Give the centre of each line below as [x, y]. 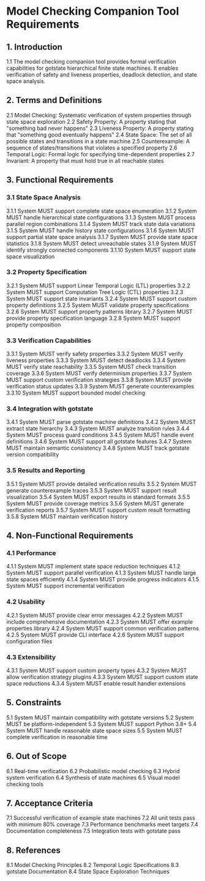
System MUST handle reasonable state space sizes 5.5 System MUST [95, 730]
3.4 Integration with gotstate [50, 409]
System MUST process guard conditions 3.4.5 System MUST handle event [100, 435]
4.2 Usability [26, 602]
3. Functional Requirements [60, 180]
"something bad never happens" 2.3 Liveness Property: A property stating [100, 128]
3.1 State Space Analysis [43, 197]
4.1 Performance [31, 553]
